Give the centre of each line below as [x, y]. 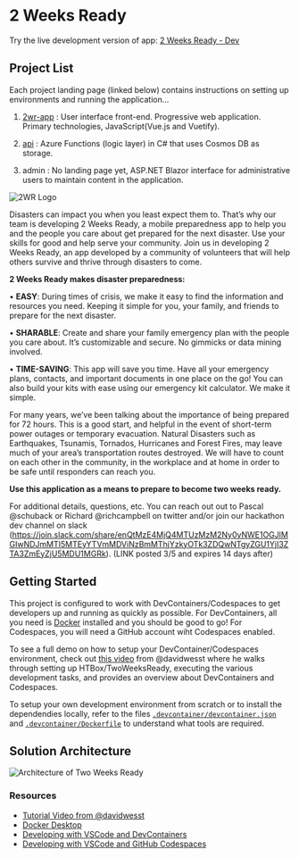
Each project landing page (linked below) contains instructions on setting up [149, 89]
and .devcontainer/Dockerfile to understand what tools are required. [137, 723]
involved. [26, 351]
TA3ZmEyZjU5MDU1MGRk [58, 554]
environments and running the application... [89, 99]
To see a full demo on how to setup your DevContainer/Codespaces [134, 649]
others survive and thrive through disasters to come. [106, 262]
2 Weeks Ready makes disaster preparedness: [97, 279]
